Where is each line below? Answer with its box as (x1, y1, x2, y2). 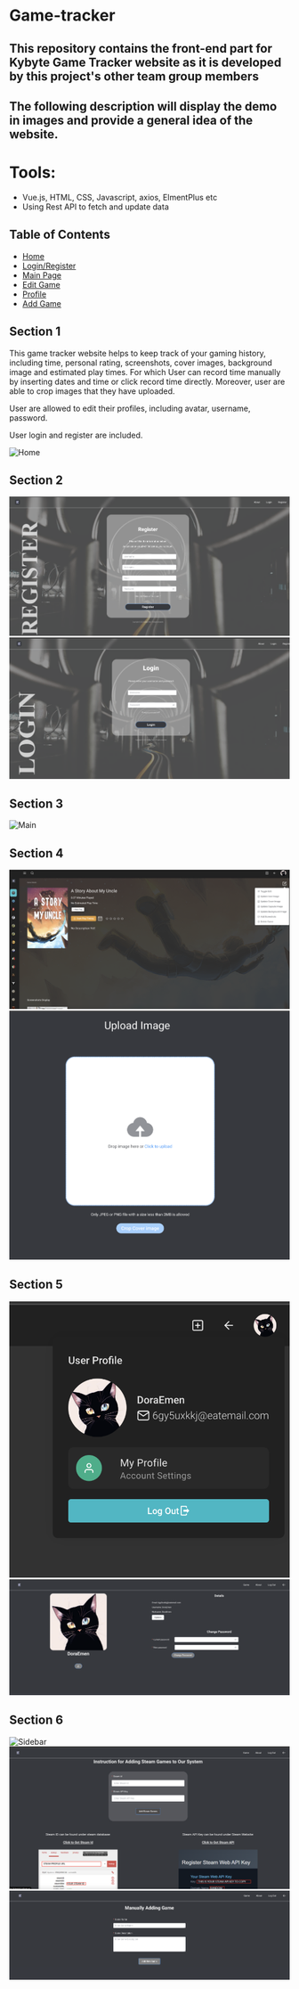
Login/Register (21, 260, 77, 271)
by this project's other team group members (9, 69, 260, 84)
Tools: (9, 162, 56, 183)
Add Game (21, 298, 62, 308)
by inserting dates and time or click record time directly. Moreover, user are (9, 376, 286, 387)
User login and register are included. (9, 430, 143, 440)
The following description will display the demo (9, 99, 278, 114)
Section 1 (9, 324, 61, 340)
